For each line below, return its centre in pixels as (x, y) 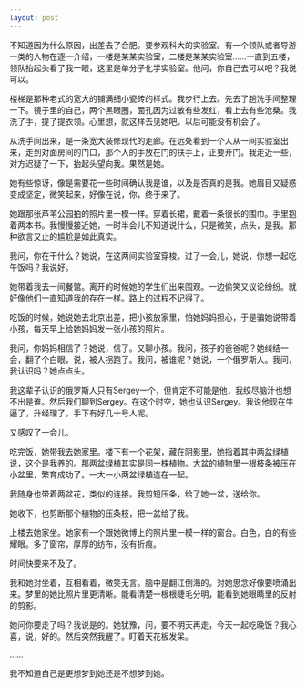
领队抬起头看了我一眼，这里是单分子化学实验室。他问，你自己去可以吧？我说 (153, 67)
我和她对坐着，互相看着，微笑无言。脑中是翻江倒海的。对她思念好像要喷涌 (149, 582)
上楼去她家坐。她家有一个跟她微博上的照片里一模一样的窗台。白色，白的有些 (153, 532)
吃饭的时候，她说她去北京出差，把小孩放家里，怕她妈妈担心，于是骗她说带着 (153, 317)
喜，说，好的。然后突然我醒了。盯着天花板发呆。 (101, 636)
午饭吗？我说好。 (41, 267)
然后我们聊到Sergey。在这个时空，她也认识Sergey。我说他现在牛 (171, 401)
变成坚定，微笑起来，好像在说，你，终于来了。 (97, 194)
